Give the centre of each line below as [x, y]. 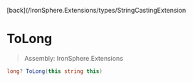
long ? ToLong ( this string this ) [54, 71]
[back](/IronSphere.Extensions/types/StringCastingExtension [96, 10]
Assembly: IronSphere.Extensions [74, 58]
